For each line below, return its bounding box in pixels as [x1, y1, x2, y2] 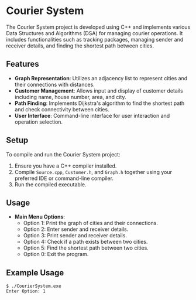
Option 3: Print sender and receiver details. [23, 232, 128, 239]
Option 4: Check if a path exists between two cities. [23, 238, 148, 246]
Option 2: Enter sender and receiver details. [23, 226, 129, 233]
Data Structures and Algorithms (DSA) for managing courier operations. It [6, 29, 183, 36]
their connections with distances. [14, 81, 95, 88]
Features [6, 59, 39, 69]
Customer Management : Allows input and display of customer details [14, 87, 183, 94]
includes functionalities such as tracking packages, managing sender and [6, 36, 184, 43]
